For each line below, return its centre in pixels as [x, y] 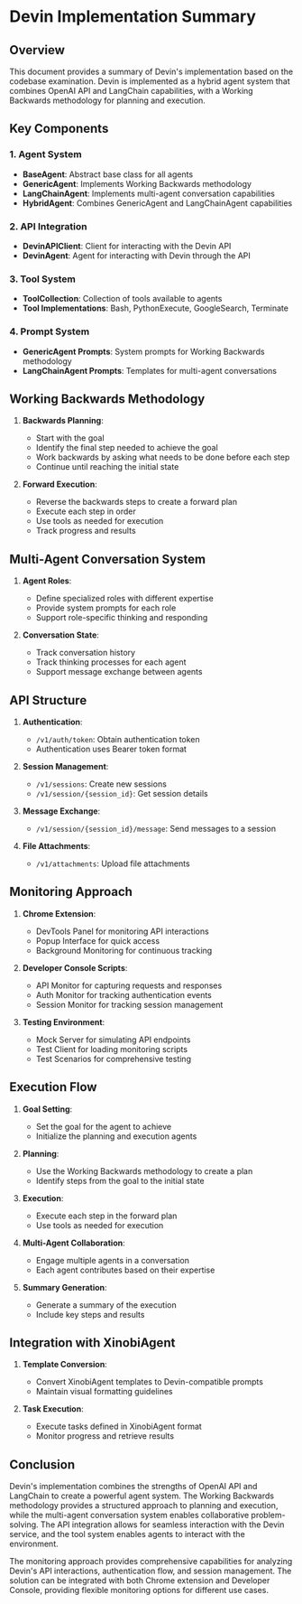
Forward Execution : [59, 484]
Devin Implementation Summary [133, 17]
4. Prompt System [50, 331]
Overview [37, 50]
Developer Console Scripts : [75, 967]
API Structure [48, 700]
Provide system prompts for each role [106, 608]
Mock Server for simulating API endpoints [113, 1040]
